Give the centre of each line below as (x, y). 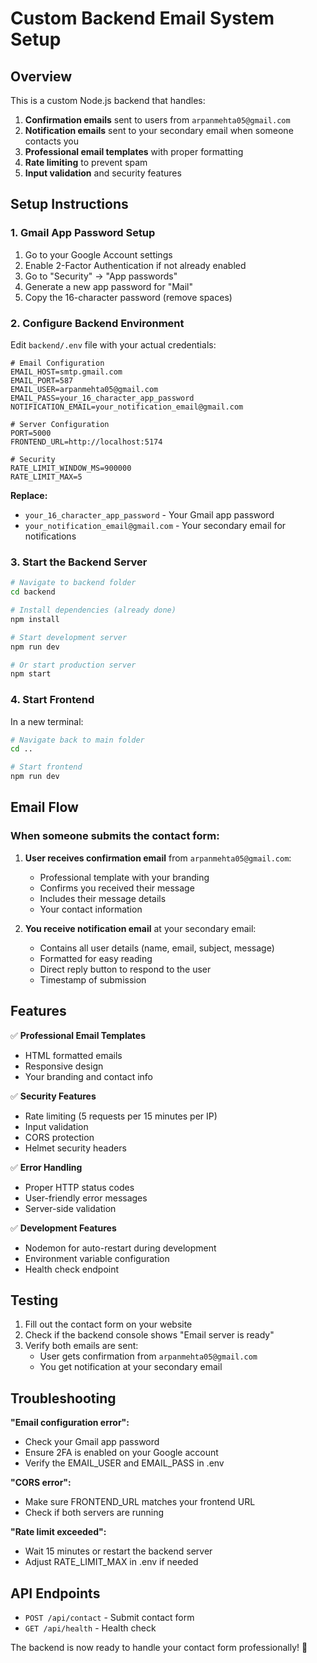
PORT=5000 (31, 433)
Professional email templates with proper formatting (134, 151)
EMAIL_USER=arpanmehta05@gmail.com (84, 389)
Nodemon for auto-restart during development (120, 1248)
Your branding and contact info (88, 1076)
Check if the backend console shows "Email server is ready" (149, 1335)
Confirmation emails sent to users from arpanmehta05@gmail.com (157, 120)
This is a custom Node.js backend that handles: (108, 100)
